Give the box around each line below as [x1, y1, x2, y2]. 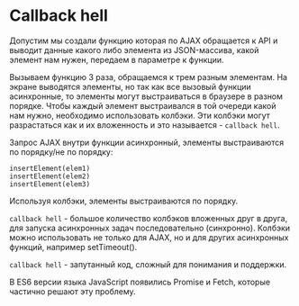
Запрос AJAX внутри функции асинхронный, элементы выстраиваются [9, 137, 285, 148]
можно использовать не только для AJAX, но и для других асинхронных [9, 231, 289, 243]
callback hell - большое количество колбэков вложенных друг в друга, [9, 212, 288, 223]
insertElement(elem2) [9, 172, 91, 181]
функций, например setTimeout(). [9, 241, 138, 252]
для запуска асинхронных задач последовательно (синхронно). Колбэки [9, 222, 291, 233]
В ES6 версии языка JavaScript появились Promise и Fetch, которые [9, 276, 271, 287]
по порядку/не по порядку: [9, 146, 113, 157]
